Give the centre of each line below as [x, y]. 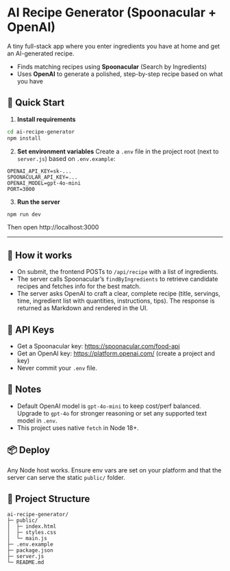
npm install [24, 138]
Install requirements [46, 119]
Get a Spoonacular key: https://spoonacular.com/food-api [98, 346]
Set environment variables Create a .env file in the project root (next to [118, 151]
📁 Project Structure [49, 499]
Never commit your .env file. [57, 368]
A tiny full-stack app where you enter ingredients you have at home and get [114, 46]
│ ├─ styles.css [32, 533]
